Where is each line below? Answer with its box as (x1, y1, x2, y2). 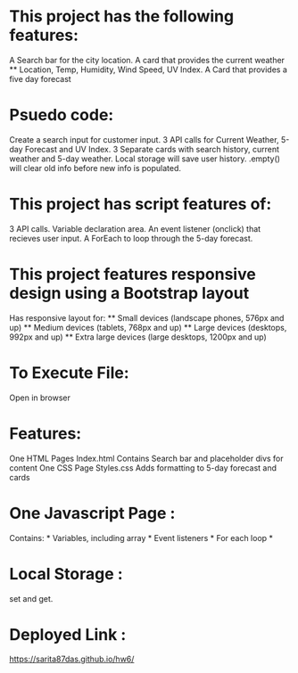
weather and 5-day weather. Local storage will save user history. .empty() (9, 153, 281, 164)
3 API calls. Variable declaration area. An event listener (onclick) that (9, 223, 261, 234)
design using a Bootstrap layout (9, 283, 250, 303)
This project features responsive (9, 265, 256, 284)
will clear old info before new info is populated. (9, 162, 181, 173)
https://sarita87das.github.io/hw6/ (9, 653, 135, 665)
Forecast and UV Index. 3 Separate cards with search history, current (25, 144, 279, 154)
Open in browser (9, 392, 71, 403)
